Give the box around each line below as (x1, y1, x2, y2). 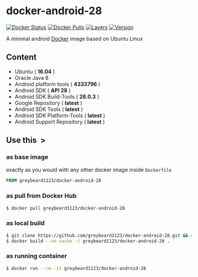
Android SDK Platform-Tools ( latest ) (14, 112, 105, 119)
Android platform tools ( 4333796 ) (14, 80, 101, 87)
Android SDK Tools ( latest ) (14, 105, 83, 113)
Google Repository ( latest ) (14, 99, 82, 106)
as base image (6, 153, 49, 161)
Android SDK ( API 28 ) (14, 87, 71, 94)
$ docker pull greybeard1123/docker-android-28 (6, 205, 126, 211)
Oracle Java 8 (14, 74, 49, 81)
